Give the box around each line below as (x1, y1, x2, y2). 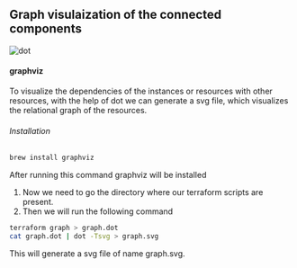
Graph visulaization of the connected (9, 7, 222, 22)
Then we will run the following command (22, 206, 174, 217)
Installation (9, 125, 51, 136)
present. (22, 197, 54, 208)
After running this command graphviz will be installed (9, 170, 207, 181)
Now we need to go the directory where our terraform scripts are (22, 187, 264, 198)
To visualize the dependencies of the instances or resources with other (9, 85, 273, 97)
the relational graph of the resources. (9, 105, 148, 116)
